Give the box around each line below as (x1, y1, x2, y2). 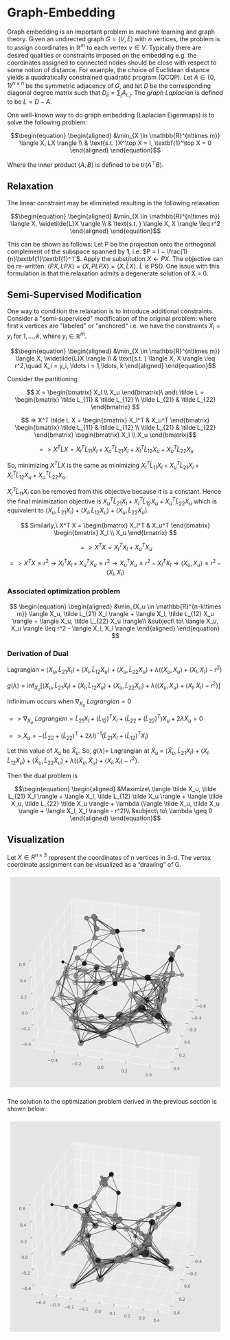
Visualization (7, 834, 65, 845)
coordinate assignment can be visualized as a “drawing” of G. (7, 861, 182, 869)
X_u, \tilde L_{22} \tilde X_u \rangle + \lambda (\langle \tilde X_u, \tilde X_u (10, 799, 220, 808)
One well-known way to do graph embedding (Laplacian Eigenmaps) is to (7, 111, 215, 120)
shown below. (7, 1104, 47, 1113)
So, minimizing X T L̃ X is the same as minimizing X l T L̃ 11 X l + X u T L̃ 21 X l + (7, 460, 200, 471)
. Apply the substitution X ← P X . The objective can (80, 254, 223, 262)
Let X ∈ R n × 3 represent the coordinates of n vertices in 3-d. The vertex (7, 852, 211, 861)
